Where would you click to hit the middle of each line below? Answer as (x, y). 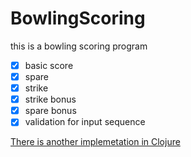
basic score (49, 65)
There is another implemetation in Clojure (95, 142)
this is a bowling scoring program (79, 46)
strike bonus (50, 99)
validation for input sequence (85, 122)
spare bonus (50, 111)
